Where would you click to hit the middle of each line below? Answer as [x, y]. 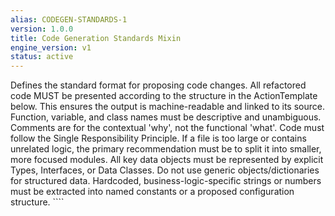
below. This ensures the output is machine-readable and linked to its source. [167, 107]
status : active [42, 57]
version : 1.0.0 [42, 29]
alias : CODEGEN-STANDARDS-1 [69, 19]
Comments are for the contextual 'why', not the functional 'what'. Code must [167, 128]
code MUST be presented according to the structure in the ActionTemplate [164, 96]
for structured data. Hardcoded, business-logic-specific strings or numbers [166, 181]
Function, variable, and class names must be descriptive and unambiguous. [166, 117]
